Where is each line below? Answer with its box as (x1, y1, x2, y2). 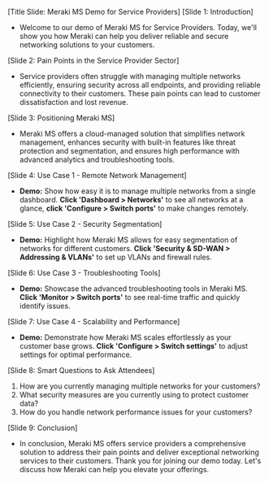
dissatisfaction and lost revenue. (19, 98, 128, 106)
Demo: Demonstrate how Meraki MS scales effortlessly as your (19, 332, 232, 342)
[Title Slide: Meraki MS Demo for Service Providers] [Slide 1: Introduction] (7, 7, 254, 16)
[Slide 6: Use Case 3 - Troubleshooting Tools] (7, 268, 161, 277)
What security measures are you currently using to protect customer (19, 390, 249, 399)
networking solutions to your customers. (19, 40, 155, 50)
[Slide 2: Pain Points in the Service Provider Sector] (7, 56, 180, 65)
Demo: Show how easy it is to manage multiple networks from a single (19, 186, 256, 196)
